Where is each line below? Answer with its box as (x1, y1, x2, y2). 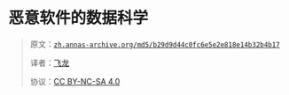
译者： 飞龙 (29, 57, 70, 68)
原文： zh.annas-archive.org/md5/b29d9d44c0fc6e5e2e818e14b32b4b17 (29, 39, 280, 49)
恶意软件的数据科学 (8, 8, 149, 28)
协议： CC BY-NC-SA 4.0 (29, 76, 121, 86)
